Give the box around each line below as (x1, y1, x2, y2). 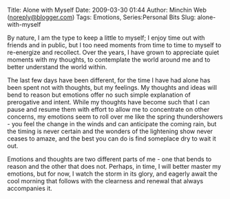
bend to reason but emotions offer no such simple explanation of (7, 91, 191, 99)
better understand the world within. (7, 63, 107, 71)
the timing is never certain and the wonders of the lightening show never (7, 127, 213, 135)
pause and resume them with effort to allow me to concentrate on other (7, 106, 210, 113)
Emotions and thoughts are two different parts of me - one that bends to (7, 155, 212, 163)
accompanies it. (7, 185, 53, 192)
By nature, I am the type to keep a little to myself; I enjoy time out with (7, 34, 205, 42)
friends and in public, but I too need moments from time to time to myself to (7, 41, 222, 49)
